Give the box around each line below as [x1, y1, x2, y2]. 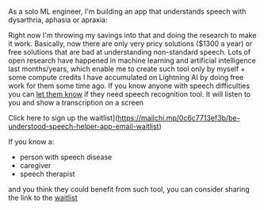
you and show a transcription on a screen [8, 98, 144, 107]
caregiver [19, 161, 52, 170]
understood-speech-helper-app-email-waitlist [8, 122, 159, 131]
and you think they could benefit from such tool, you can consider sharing [8, 185, 250, 193]
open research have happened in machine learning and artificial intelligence [8, 55, 256, 65]
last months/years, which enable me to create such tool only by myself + [8, 64, 246, 74]
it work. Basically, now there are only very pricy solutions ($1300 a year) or [8, 39, 253, 48]
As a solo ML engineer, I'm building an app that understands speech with [8, 7, 247, 16]
